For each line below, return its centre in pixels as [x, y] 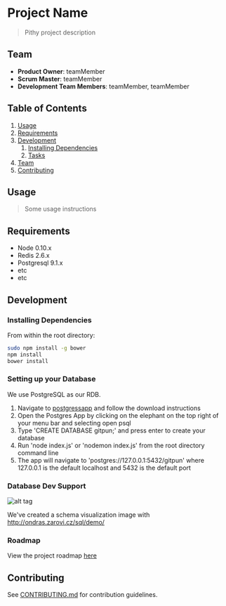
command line [38, 453]
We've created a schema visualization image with [79, 515]
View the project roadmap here [52, 555]
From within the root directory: [51, 335]
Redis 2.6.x [34, 256]
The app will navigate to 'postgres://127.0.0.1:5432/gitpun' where [111, 460]
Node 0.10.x [34, 248]
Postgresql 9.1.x [40, 263]
